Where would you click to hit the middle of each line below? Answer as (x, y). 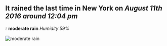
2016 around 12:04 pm (41, 16)
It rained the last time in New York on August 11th (84, 8)
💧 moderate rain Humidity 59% (37, 28)
